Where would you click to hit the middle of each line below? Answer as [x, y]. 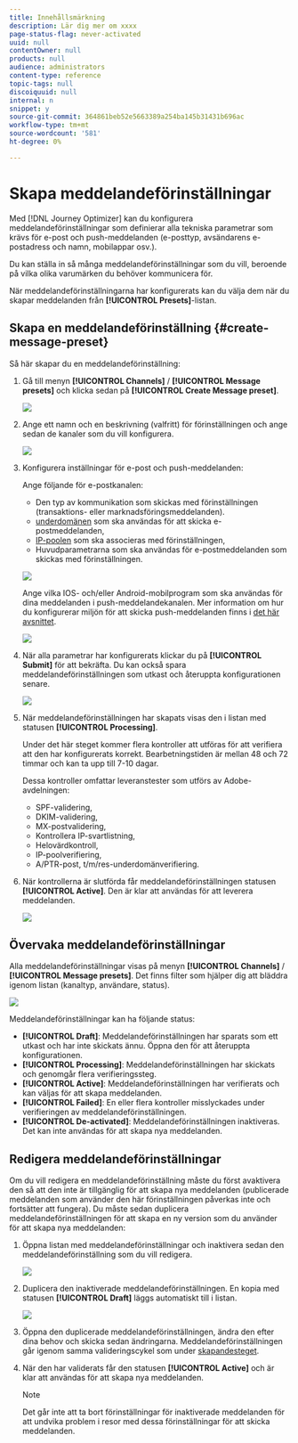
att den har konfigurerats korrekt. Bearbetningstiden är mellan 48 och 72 [155, 754]
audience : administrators [57, 68]
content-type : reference [55, 76]
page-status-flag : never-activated [75, 34]
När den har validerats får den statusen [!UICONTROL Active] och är [148, 1368]
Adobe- [238, 780]
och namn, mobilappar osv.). [105, 247]
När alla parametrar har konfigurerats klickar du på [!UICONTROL [142, 655]
